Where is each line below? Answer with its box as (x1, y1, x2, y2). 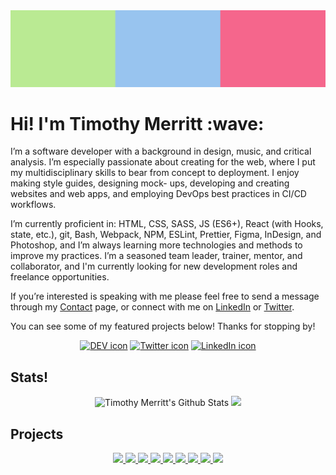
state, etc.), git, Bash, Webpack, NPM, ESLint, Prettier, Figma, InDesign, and (10, 229, 322, 241)
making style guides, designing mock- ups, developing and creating (10, 177, 290, 189)
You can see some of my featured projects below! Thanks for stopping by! (10, 320, 316, 333)
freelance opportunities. (10, 271, 110, 283)
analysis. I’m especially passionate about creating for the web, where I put (10, 156, 316, 168)
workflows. (10, 199, 57, 211)
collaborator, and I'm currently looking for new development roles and (10, 260, 298, 273)
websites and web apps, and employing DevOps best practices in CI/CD (10, 188, 307, 200)
